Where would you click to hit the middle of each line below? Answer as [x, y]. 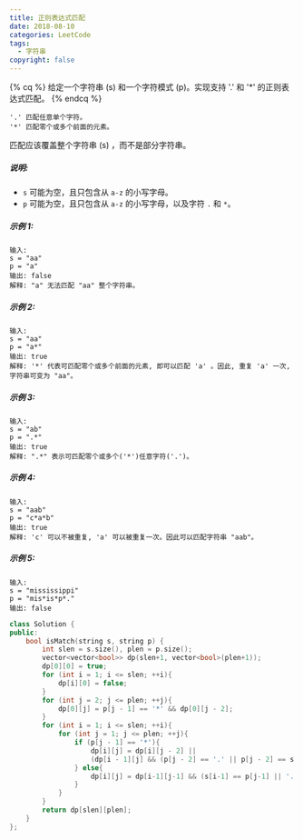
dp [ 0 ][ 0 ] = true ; [74, 666]
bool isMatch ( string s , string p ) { [95, 641]
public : [24, 633]
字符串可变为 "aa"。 [44, 375]
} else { [88, 768]
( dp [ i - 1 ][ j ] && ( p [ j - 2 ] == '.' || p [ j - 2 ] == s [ [194, 759]
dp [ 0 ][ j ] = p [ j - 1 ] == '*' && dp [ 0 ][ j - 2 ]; [146, 709]
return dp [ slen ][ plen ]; [87, 810]
